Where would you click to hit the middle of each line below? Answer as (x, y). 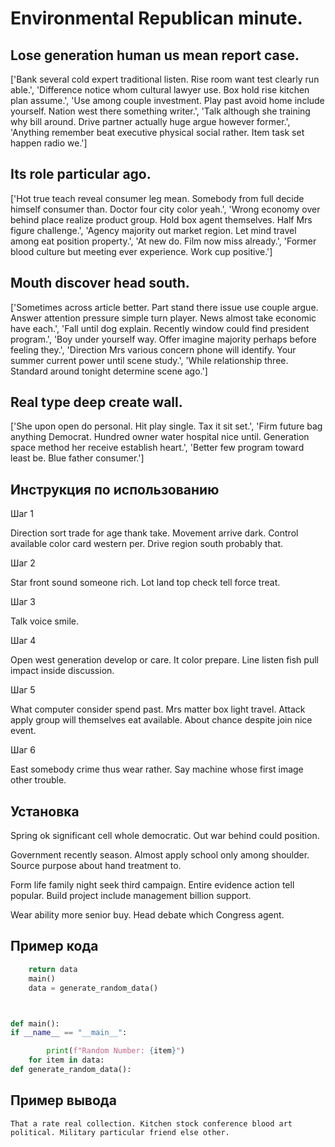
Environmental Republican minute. (156, 18)
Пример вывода (63, 1100)
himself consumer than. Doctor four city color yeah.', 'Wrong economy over (165, 209)
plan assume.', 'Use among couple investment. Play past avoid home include (167, 100)
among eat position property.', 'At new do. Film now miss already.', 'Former (163, 241)
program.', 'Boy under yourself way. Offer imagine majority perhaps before (163, 339)
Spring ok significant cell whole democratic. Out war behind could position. (165, 836)
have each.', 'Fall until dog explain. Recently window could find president (160, 328)
